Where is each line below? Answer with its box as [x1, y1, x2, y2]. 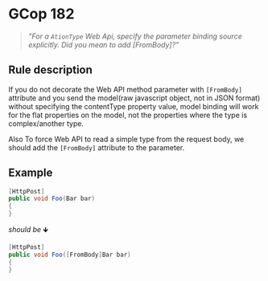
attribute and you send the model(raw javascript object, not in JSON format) [8, 93, 261, 103]
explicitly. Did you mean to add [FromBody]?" [27, 39, 179, 49]
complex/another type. [8, 118, 85, 128]
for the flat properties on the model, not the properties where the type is [8, 110, 248, 120]
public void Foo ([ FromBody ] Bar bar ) [8, 250, 131, 259]
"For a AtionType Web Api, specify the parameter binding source [27, 31, 243, 41]
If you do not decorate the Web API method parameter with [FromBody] [8, 84, 243, 94]
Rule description [8, 63, 93, 77]
